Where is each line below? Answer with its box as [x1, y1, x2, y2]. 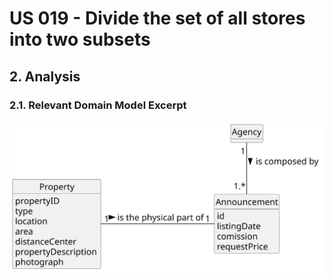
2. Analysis [9, 68, 81, 85]
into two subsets [9, 28, 151, 51]
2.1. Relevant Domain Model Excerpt [9, 98, 187, 112]
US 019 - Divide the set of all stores [9, 7, 306, 30]
